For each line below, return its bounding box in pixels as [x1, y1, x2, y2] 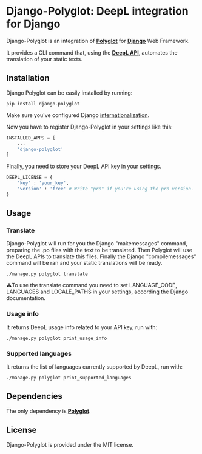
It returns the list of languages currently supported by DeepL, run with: [6, 363, 183, 370]
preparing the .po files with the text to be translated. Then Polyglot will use [6, 247, 193, 254]
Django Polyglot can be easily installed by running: [6, 89, 133, 96]
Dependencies [6, 391, 62, 401]
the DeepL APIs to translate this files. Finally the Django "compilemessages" [6, 253, 197, 260]
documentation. [6, 295, 46, 302]
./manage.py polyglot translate [6, 271, 88, 277]
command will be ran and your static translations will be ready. [6, 259, 163, 267]
